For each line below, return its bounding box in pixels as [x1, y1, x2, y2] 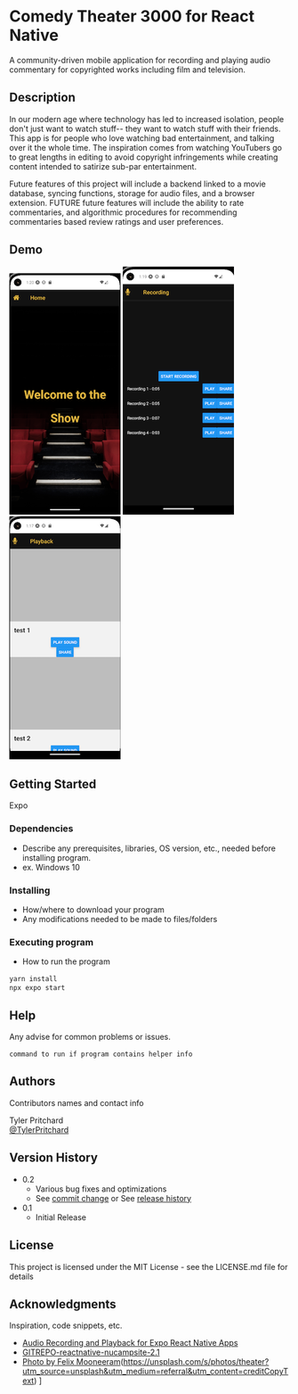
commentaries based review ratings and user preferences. [9, 216, 224, 227]
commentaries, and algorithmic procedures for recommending [9, 207, 238, 218]
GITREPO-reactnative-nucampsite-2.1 [21, 1347, 160, 1357]
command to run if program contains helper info [9, 1050, 193, 1059]
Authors [9, 1074, 56, 1089]
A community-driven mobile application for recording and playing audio [9, 54, 271, 65]
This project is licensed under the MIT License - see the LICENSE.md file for [9, 1261, 288, 1272]
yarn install [9, 975, 58, 984]
